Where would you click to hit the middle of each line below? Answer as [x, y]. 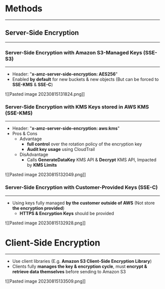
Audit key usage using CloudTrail [61, 149]
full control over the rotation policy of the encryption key [84, 144]
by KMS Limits [42, 165]
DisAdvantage [34, 155]
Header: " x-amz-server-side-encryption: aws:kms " [66, 128]
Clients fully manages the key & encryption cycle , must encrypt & [80, 266]
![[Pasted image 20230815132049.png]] [45, 175]
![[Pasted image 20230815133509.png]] [45, 281]
